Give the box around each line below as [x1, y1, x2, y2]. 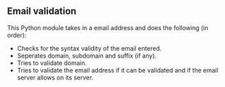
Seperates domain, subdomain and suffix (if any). [16, 51, 157, 60]
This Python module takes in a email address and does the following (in [7, 23, 209, 32]
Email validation [7, 5, 77, 17]
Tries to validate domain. [16, 58, 87, 67]
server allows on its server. [16, 73, 94, 82]
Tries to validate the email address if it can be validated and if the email [16, 66, 218, 74]
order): [7, 31, 27, 39]
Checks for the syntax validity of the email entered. [16, 44, 162, 52]
